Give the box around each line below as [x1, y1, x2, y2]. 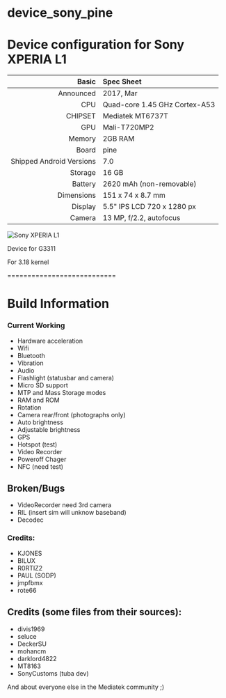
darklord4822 [17, 654, 57, 662]
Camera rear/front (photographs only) [17, 410, 127, 419]
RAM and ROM [17, 396, 60, 404]
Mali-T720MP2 [102, 123, 154, 132]
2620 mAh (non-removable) [102, 179, 197, 189]
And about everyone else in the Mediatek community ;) [7, 683, 165, 691]
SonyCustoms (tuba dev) [17, 669, 89, 677]
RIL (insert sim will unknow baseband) [17, 509, 127, 517]
